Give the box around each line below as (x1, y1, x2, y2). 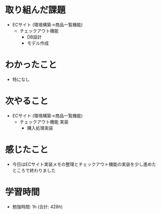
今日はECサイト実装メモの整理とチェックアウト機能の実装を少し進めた (12, 161, 157, 167)
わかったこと (5, 60, 58, 70)
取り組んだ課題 (5, 4, 66, 16)
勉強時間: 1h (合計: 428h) (12, 204, 63, 210)
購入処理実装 (27, 125, 53, 131)
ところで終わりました (12, 167, 56, 173)
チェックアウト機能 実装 (19, 119, 69, 124)
